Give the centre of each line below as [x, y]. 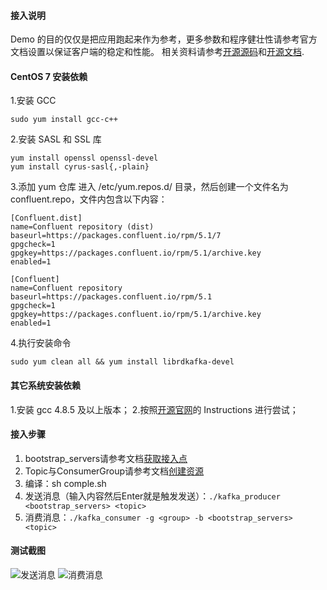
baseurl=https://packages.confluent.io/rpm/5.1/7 [116, 236]
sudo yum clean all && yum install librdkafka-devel [122, 362]
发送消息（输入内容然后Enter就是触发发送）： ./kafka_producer [152, 496]
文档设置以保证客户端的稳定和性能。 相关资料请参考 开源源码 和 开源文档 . [157, 52]
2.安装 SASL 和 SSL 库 [56, 139]
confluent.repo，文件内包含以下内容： [89, 199]
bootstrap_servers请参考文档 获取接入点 [106, 458]
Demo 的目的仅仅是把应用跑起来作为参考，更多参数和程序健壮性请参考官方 [164, 39]
